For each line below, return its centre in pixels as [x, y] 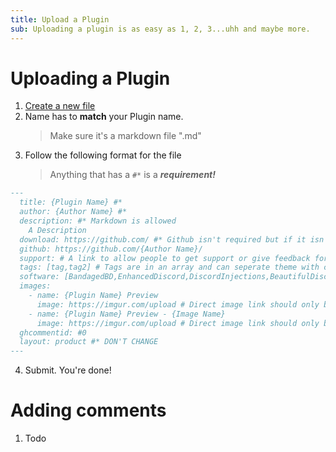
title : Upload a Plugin [60, 19]
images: [35, 286]
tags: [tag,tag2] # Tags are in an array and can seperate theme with [169, 267]
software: [39, 277]
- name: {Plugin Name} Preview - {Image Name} [127, 314]
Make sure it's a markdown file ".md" [125, 136]
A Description [57, 230]
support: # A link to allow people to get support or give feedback [165, 258]
